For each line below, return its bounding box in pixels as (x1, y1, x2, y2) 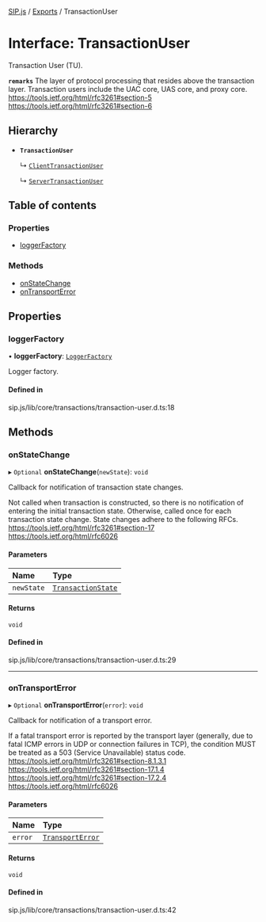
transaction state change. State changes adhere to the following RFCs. (8, 515, 239, 524)
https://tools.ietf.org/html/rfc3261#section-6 (8, 101, 153, 110)
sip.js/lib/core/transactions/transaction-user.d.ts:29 (8, 655, 177, 665)
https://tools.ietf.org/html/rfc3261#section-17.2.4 (8, 773, 167, 783)
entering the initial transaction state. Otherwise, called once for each (8, 506, 232, 516)
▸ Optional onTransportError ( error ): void (8, 700, 144, 710)
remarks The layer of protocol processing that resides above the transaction (8, 75, 255, 86)
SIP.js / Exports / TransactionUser (8, 7, 119, 16)
